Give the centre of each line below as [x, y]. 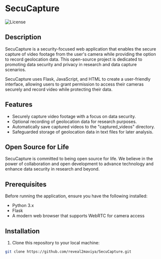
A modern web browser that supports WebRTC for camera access [78, 216]
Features [19, 105]
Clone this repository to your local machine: [56, 243]
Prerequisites [26, 184]
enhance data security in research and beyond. [52, 169]
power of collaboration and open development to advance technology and [80, 164]
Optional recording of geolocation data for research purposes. [74, 121]
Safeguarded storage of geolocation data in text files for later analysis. [83, 132]
